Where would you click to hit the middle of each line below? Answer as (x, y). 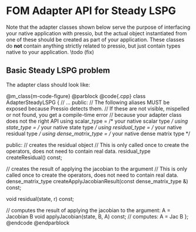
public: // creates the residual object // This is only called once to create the (97, 144)
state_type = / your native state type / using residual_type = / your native (94, 127)
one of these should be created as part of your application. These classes (95, 39)
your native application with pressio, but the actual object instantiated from (97, 33)
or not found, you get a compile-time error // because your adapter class (94, 115)
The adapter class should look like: (48, 85)
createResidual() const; (34, 157)
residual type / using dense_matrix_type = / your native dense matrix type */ (98, 133)
